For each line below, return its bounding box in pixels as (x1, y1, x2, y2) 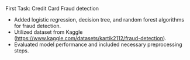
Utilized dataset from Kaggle (13, 29, 83, 36)
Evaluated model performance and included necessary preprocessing (13, 41, 182, 48)
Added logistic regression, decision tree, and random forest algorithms (13, 16, 185, 23)
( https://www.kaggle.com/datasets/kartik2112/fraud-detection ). (13, 35, 167, 41)
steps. (13, 47, 29, 54)
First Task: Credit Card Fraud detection (5, 5, 99, 12)
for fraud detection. (13, 23, 61, 29)
